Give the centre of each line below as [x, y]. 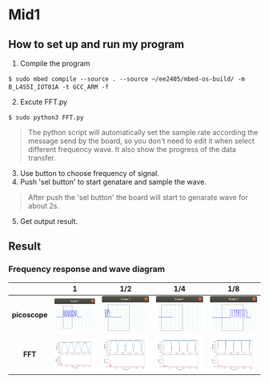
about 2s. [44, 206]
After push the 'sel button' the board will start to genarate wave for [138, 197]
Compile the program [55, 63]
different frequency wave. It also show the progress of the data [132, 149]
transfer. [42, 158]
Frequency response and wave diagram [87, 269]
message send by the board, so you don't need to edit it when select [141, 141]
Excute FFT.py [44, 102]
